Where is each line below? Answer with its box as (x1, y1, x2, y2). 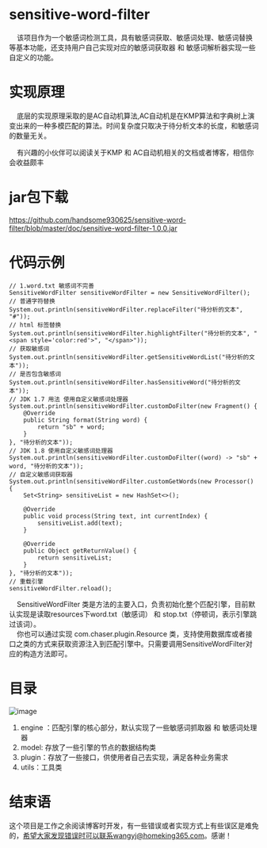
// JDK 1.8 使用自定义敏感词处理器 (9, 446, 113, 455)
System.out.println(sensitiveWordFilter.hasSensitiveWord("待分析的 (9, 378, 235, 386)
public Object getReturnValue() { (23, 547, 137, 555)
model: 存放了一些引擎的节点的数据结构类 (20, 743, 157, 752)
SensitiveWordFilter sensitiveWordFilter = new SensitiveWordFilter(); (9, 288, 250, 296)
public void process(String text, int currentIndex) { (23, 512, 208, 520)
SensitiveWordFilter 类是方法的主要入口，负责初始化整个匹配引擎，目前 (16, 599, 249, 609)
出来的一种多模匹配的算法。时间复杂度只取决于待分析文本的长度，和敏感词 (15, 120, 259, 130)
